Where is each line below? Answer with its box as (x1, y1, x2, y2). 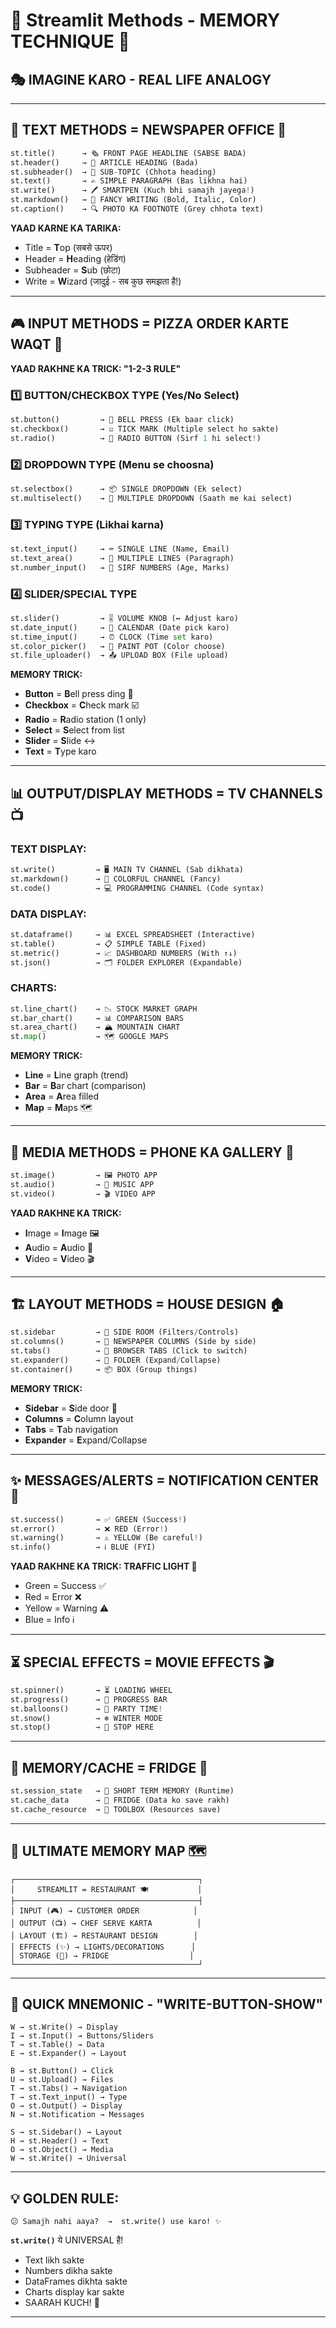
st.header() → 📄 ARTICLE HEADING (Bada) (10, 157, 199, 168)
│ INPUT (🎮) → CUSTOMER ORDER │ (10, 1905, 198, 1916)
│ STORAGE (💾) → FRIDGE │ (10, 1950, 195, 1961)
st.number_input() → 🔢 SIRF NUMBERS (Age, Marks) (10, 562, 230, 573)
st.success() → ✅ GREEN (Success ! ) (10, 1514, 188, 1524)
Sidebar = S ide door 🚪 (24, 1402, 118, 1414)
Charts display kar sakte (24, 2286, 125, 2298)
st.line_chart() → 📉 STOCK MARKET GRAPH (10, 1004, 198, 1014)
